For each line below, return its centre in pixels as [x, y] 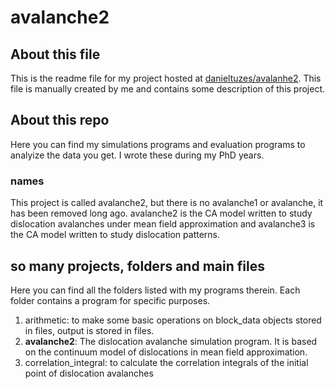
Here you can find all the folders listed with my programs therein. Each [155, 290]
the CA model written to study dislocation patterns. [115, 235]
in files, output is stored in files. [89, 330]
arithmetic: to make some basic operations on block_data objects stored [173, 320]
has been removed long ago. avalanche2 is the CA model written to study [161, 213]
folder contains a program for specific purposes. [110, 300]
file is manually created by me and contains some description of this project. [168, 89]
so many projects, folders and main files [137, 266]
